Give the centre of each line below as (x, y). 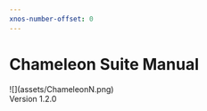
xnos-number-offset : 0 (51, 19)
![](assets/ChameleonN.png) (62, 89)
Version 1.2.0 (33, 98)
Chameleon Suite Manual (104, 64)
